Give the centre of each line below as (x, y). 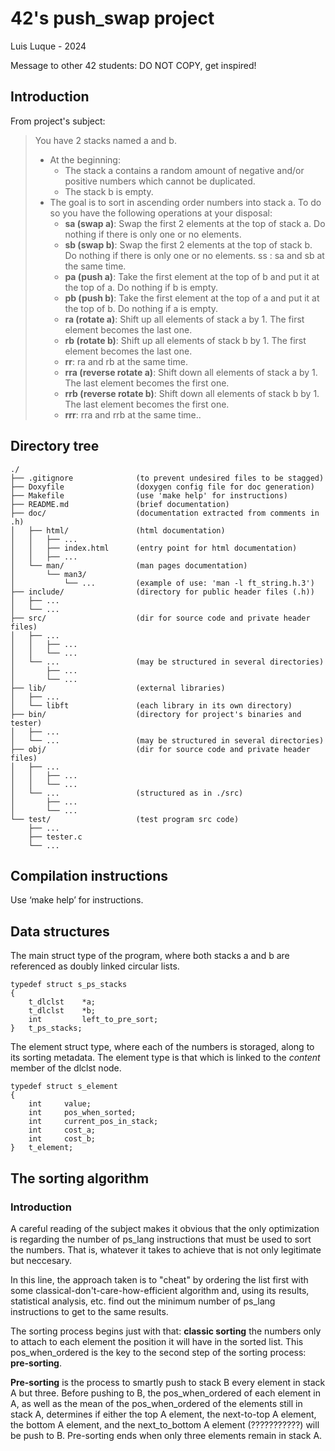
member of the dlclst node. (66, 1068)
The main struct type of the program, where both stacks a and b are (150, 956)
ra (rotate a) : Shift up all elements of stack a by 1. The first (184, 319)
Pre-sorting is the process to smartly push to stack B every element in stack (168, 1382)
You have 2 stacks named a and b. (105, 140)
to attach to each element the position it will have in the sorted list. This (157, 1341)
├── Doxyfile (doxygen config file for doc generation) (162, 487)
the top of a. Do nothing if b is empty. (141, 287)
